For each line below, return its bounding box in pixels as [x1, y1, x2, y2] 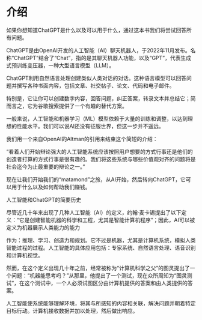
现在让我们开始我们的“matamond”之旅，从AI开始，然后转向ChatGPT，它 [6, 175, 186, 183]
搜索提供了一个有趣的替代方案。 [47, 102, 127, 109]
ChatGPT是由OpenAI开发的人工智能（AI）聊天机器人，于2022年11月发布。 [6, 46, 191, 54]
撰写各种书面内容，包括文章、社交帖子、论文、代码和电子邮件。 [16, 82, 175, 89]
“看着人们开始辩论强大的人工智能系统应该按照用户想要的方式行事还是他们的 [6, 148, 194, 155]
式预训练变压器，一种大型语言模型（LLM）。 [6, 61, 115, 69]
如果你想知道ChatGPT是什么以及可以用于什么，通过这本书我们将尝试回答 [6, 26, 187, 34]
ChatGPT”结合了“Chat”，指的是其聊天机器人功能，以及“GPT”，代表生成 [14, 54, 191, 61]
